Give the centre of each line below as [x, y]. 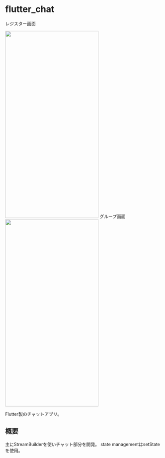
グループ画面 [112, 216]
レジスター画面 [20, 23]
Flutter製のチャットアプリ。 [34, 414]
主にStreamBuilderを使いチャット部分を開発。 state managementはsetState [83, 444]
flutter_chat [30, 9]
